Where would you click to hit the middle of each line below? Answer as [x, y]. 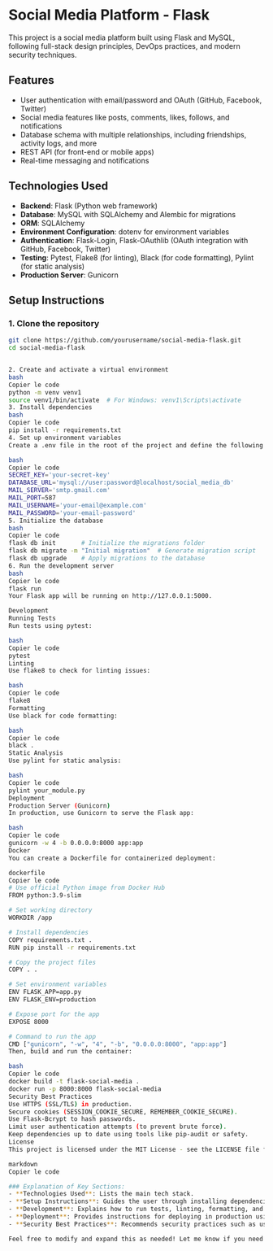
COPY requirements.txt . [50, 940]
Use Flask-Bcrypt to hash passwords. [72, 1119]
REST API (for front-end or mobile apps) [87, 151]
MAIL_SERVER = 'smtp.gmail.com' [60, 490]
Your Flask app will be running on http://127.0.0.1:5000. [110, 596]
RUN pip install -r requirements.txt [72, 948]
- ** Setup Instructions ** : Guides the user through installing [118, 1201]
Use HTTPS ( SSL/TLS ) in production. [70, 1104]
